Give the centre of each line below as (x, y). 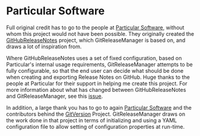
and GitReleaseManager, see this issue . (55, 96)
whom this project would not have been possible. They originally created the (100, 33)
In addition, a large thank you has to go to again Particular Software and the (99, 107)
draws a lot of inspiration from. (44, 47)
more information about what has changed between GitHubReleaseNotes (96, 89)
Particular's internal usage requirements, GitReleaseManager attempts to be (99, 64)
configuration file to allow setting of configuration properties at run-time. (96, 126)
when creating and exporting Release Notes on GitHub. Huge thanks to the (98, 77)
